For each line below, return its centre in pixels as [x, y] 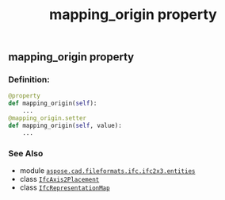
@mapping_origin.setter [48, 118]
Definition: [29, 79]
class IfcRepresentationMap [65, 187]
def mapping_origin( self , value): [65, 125]
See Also [26, 153]
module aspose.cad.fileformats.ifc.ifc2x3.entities [107, 171]
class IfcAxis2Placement [59, 179]
